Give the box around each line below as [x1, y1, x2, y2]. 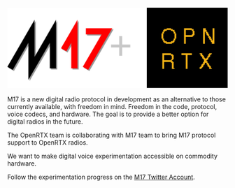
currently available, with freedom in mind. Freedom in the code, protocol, [7, 103, 218, 111]
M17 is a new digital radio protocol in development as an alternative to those [7, 95, 226, 103]
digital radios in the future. [7, 117, 83, 126]
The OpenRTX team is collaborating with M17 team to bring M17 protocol [7, 131, 216, 140]
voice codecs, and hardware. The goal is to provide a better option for [7, 110, 209, 119]
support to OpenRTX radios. [7, 138, 89, 147]
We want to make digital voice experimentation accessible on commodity [7, 152, 218, 161]
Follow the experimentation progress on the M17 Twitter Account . [7, 173, 196, 182]
